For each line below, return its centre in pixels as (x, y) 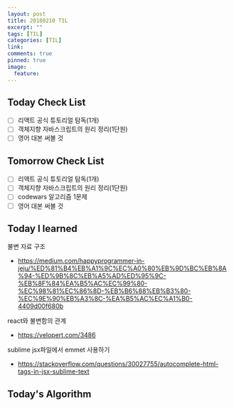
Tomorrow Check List (56, 161)
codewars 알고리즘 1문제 (52, 197)
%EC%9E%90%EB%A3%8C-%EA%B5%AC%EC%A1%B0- (105, 299)
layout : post (27, 14)
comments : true (30, 54)
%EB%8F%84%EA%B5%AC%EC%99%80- (83, 284)
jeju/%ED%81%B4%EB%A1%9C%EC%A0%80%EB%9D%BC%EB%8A (122, 268)
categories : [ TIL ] (34, 41)
